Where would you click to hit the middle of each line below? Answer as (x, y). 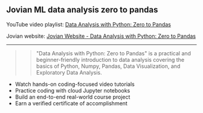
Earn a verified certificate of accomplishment (71, 103)
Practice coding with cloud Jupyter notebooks (72, 90)
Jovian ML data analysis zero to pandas (82, 10)
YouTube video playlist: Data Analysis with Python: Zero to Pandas (89, 24)
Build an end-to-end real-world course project (72, 97)
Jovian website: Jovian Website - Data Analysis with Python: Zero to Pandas (101, 36)
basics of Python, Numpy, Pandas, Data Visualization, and (108, 66)
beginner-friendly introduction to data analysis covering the (110, 60)
